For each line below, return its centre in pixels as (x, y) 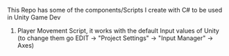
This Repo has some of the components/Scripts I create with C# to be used (115, 10)
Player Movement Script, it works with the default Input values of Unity (118, 31)
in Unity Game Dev (34, 17)
